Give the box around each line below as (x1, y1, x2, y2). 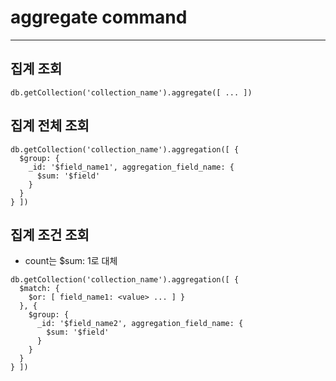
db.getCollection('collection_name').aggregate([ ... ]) (10, 87, 253, 98)
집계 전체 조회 (10, 117, 90, 135)
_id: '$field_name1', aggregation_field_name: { (28, 162, 235, 172)
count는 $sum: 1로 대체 (24, 255, 118, 267)
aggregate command (10, 6, 188, 29)
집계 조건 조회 (10, 226, 90, 243)
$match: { (19, 284, 60, 294)
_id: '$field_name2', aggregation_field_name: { (36, 319, 244, 329)
